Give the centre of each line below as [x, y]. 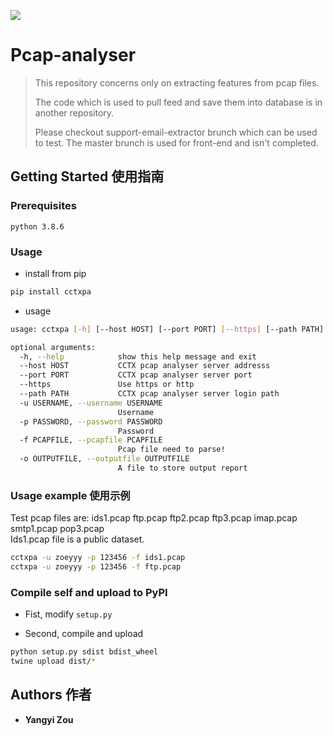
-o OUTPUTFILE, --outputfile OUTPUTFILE [104, 459]
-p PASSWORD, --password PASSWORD [91, 421]
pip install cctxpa [51, 291]
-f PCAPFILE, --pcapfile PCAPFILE [91, 440]
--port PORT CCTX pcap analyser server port [136, 375]
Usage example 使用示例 [70, 495]
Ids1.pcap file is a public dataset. [77, 539]
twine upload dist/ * [53, 661]
